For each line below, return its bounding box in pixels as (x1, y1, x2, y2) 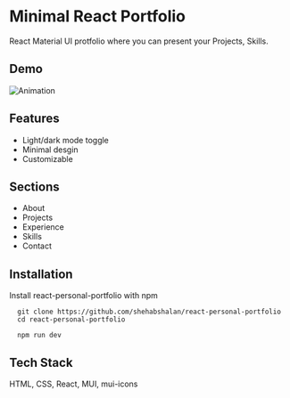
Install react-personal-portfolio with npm (9, 290, 159, 301)
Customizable (21, 153, 73, 164)
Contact (21, 240, 52, 251)
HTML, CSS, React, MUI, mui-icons (9, 378, 138, 389)
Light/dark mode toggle (21, 134, 110, 145)
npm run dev (17, 331, 62, 340)
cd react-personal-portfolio (17, 315, 126, 324)
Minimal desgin (21, 144, 79, 155)
